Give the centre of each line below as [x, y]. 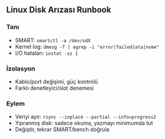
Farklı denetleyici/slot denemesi [54, 88]
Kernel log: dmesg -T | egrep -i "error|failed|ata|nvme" [87, 46]
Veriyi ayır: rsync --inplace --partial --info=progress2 [86, 117]
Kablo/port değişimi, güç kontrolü [56, 81]
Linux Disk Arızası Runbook [59, 10]
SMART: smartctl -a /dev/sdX [53, 40]
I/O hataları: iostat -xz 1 [46, 53]
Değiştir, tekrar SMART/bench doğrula [62, 129]
